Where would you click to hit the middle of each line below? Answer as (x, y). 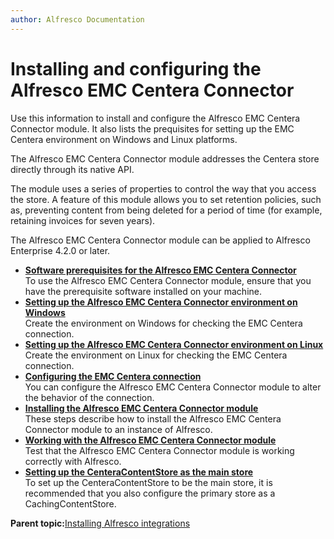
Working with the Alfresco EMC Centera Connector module (150, 440)
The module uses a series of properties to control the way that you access (163, 188)
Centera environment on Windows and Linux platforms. (124, 139)
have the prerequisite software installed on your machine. (143, 291)
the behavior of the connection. (89, 397)
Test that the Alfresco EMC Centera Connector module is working (159, 450)
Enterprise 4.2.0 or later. (60, 250)
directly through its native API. (72, 169)
